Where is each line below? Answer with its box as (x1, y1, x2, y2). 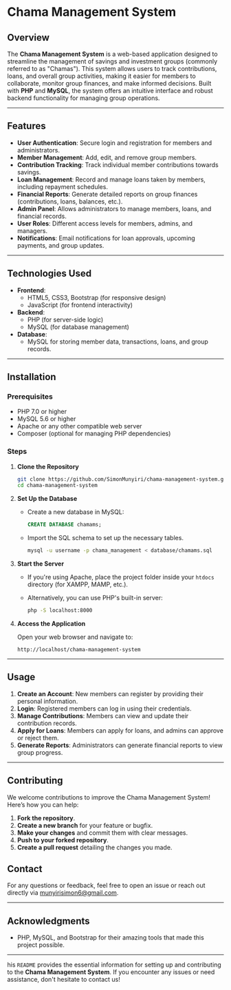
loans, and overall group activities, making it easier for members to (7, 72, 196, 80)
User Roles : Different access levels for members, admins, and (16, 219, 193, 228)
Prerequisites (7, 391, 53, 401)
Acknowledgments (7, 915, 91, 927)
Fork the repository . (16, 813, 76, 822)
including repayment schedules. (16, 182, 109, 190)
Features (7, 120, 46, 132)
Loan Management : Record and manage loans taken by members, (16, 175, 206, 184)
